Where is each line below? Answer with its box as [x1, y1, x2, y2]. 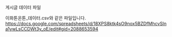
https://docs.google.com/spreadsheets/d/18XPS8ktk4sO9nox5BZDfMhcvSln [5, 20, 167, 26]
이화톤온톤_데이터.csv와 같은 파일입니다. [5, 15, 86, 21]
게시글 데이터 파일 [5, 4, 41, 10]
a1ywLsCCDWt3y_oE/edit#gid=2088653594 [5, 26, 99, 31]
